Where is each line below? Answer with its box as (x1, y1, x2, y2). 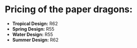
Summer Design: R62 (12, 37, 59, 43)
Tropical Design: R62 (12, 20, 58, 27)
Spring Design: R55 (12, 26, 55, 32)
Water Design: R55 (12, 31, 53, 37)
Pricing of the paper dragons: (5, 4, 133, 15)
